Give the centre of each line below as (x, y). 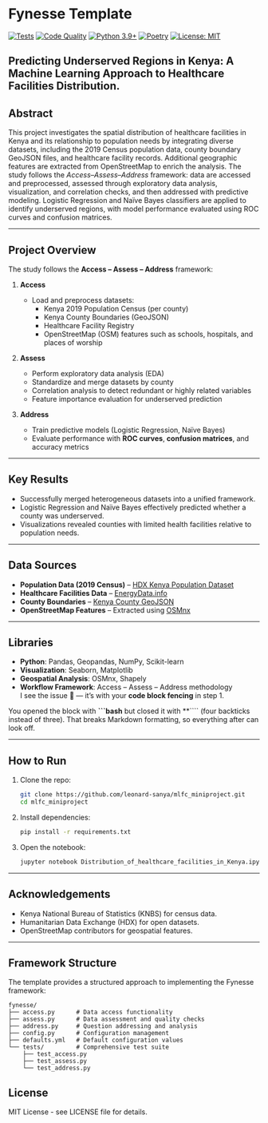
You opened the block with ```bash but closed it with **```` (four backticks (129, 711)
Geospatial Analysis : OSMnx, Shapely (83, 679)
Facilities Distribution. (64, 86)
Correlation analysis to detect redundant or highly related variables (142, 390)
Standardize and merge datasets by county (102, 382)
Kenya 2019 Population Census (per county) (116, 308)
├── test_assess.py (55, 1061)
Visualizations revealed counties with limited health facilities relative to (136, 524)
